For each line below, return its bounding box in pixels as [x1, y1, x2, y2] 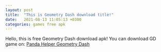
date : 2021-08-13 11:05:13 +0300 [5, 17, 82, 22]
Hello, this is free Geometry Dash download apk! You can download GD [5, 36, 156, 42]
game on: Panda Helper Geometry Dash [5, 41, 90, 47]
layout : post [5, 7, 33, 13]
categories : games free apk [5, 21, 66, 27]
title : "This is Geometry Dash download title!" [5, 12, 114, 17]
